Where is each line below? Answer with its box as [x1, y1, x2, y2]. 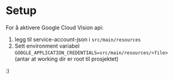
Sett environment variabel [14, 42, 80, 49]
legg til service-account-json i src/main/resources [14, 35, 141, 43]
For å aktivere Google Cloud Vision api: [5, 24, 104, 31]
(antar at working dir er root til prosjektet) [14, 55, 119, 62]
